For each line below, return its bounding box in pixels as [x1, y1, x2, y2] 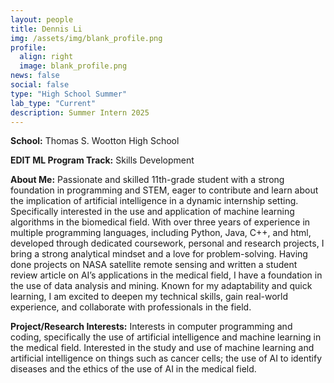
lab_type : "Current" [10, 98, 97, 108]
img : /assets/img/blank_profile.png [10, 33, 163, 43]
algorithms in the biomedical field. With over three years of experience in [10, 216, 311, 228]
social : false [10, 80, 70, 90]
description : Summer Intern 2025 [10, 107, 150, 118]
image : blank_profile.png [19, 61, 128, 71]
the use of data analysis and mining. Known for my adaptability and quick [10, 280, 313, 292]
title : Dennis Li [10, 24, 83, 34]
